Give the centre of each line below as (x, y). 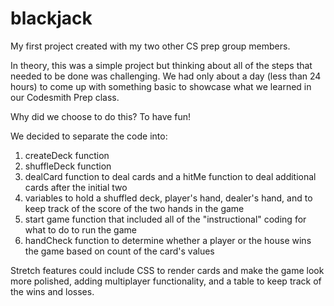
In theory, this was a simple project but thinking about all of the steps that (161, 65)
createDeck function (67, 155)
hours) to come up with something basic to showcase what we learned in (161, 86)
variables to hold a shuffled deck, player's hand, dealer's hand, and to (168, 198)
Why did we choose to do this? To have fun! (101, 116)
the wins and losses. (52, 291)
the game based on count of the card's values (119, 251)
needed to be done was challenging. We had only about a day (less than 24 (166, 76)
